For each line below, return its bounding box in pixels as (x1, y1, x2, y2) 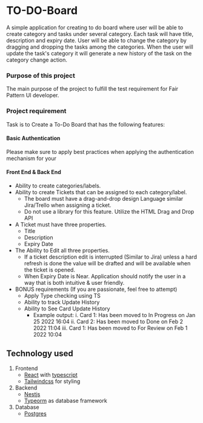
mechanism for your (6, 155, 56, 162)
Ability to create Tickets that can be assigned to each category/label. (15, 188, 187, 195)
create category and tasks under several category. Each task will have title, (6, 30, 194, 37)
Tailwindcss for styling (24, 377, 81, 385)
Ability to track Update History (24, 298, 100, 306)
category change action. (6, 56, 68, 63)
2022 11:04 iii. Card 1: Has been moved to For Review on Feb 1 (33, 324, 188, 332)
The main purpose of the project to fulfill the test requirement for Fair (6, 85, 179, 93)
